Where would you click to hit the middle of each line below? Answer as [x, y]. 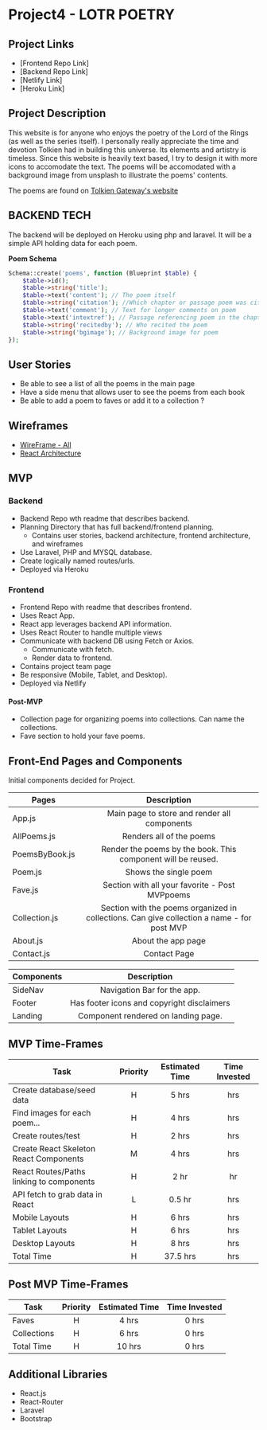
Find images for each [52, 1112]
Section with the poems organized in [168, 908]
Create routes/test [46, 1135]
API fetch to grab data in [58, 1194]
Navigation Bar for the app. [150, 990]
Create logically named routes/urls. [77, 561]
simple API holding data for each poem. [73, 243]
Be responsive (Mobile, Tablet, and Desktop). [93, 674]
